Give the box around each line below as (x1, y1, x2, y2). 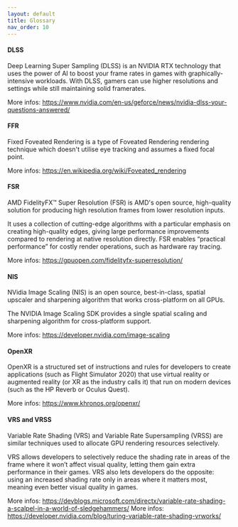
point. (7, 152, 25, 161)
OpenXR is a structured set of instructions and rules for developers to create (7, 363, 231, 371)
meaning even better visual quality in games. (7, 482, 139, 491)
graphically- (188, 69, 224, 77)
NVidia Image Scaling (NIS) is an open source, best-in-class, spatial (7, 288, 206, 297)
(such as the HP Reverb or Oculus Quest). (7, 385, 130, 394)
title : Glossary (7, 17, 55, 24)
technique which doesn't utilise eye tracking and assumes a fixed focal (7, 145, 215, 153)
